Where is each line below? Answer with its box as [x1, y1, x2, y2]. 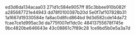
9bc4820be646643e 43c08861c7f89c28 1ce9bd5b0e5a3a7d [5, 25, 131, 31]
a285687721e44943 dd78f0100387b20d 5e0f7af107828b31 [5, 9, 127, 15]
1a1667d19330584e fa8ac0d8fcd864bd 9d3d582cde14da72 [5, 15, 127, 20]
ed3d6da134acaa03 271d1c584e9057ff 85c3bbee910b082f [5, 4, 126, 10]
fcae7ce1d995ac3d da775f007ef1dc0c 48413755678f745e [5, 20, 124, 26]
